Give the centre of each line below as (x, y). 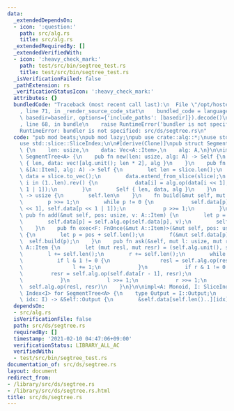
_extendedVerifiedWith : (48, 53)
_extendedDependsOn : (43, 20)
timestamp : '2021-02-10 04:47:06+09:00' (73, 339)
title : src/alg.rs (46, 40)
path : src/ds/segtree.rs (49, 326)
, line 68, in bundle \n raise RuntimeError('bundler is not (114, 124)
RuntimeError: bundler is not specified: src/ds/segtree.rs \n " (114, 131)
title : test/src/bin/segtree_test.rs (75, 72)
